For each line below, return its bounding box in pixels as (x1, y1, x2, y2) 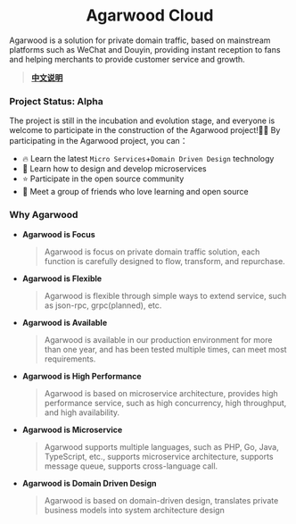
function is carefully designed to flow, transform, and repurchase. (44, 255, 285, 266)
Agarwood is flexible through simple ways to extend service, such (44, 290, 287, 301)
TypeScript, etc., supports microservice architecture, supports (44, 451, 274, 462)
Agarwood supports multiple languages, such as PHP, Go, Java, (44, 441, 279, 452)
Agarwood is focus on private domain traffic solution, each (44, 246, 260, 257)
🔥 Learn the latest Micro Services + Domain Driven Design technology (21, 154, 275, 164)
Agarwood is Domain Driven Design (21, 478, 157, 488)
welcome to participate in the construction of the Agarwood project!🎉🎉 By (9, 125, 281, 136)
